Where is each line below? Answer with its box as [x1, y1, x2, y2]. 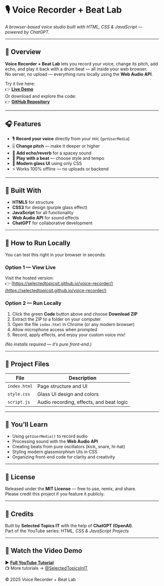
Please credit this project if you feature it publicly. [5, 491, 105, 497]
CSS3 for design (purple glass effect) [12, 204, 88, 211]
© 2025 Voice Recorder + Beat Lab [5, 576, 76, 582]
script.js [7, 399, 30, 405]
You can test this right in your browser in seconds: [5, 252, 106, 258]
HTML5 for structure [12, 199, 54, 205]
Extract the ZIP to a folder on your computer [12, 316, 101, 322]
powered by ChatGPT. [5, 29, 50, 35]
